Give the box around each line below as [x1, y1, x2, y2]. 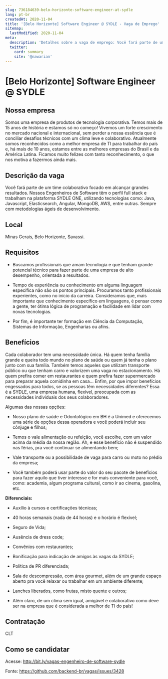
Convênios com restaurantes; [12, 544, 73, 550]
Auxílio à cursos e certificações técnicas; [12, 504, 97, 511]
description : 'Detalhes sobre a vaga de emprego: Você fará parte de [9, 40, 157, 45]
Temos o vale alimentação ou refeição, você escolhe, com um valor [12, 434, 151, 440]
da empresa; [12, 459, 38, 465]
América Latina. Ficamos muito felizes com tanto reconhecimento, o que [5, 151, 154, 157]
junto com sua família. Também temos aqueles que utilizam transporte [5, 362, 150, 368]
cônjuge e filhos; [12, 424, 47, 430]
